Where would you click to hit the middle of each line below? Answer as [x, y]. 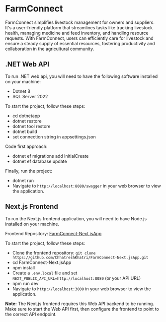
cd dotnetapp [26, 116]
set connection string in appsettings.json [54, 136]
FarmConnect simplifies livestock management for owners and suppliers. [80, 22]
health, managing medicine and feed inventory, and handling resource [77, 33]
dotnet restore [27, 121]
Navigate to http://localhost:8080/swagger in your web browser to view [86, 186]
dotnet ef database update [40, 161]
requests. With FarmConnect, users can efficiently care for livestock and [80, 38]
